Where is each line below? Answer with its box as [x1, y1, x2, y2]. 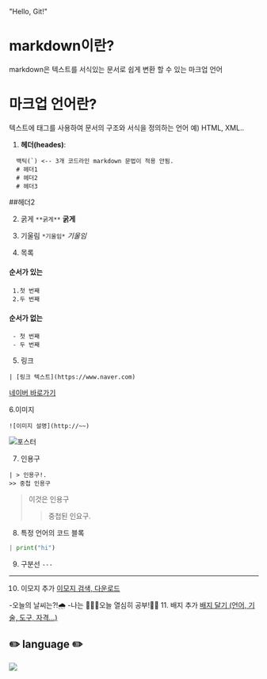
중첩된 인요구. [48, 511, 91, 521]
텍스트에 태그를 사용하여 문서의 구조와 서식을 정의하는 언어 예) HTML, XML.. [9, 123, 245, 132]
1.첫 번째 [12, 287, 40, 296]
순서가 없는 [9, 313, 43, 322]
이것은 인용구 [28, 494, 70, 504]
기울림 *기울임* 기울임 [20, 231, 87, 240]
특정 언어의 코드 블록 [20, 528, 85, 538]
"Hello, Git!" [9, 7, 48, 16]
